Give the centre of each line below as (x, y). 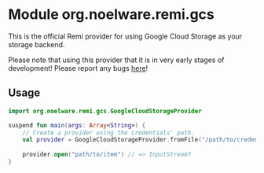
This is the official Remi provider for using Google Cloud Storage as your (125, 36)
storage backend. (37, 44)
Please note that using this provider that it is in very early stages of (116, 60)
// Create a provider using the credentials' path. (108, 133)
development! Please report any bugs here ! (78, 68)
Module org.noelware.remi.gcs (111, 15)
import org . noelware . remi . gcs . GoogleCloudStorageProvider (105, 111)
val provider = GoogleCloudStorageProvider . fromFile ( (112, 140)
